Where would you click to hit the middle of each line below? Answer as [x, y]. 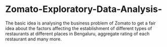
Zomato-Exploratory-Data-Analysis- [84, 9]
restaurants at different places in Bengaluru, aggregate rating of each [77, 33]
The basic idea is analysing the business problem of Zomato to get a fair [80, 23]
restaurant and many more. [33, 39]
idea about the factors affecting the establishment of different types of [79, 28]
